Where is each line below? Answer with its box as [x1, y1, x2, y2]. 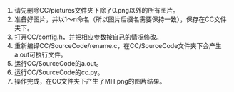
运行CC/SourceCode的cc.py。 [14, 68, 104, 76]
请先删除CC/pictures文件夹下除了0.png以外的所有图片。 [14, 6, 180, 14]
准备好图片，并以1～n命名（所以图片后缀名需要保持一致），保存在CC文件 [14, 15, 227, 23]
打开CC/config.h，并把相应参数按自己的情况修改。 [14, 33, 163, 41]
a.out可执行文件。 [14, 50, 67, 59]
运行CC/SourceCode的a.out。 [14, 59, 103, 67]
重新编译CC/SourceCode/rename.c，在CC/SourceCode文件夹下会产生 [14, 42, 223, 50]
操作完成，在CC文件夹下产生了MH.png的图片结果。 [14, 77, 166, 85]
